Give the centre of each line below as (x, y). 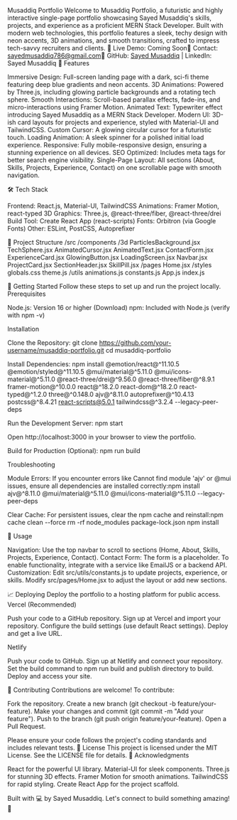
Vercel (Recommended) (42, 605)
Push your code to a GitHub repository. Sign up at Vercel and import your (114, 618)
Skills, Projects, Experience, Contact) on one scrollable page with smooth (115, 167)
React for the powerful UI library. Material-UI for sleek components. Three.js (118, 769)
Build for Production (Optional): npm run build (74, 451)
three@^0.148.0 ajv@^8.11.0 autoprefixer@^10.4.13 (121, 394)
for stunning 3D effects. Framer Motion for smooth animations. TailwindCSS (118, 777)
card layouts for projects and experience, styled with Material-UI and (118, 122)
